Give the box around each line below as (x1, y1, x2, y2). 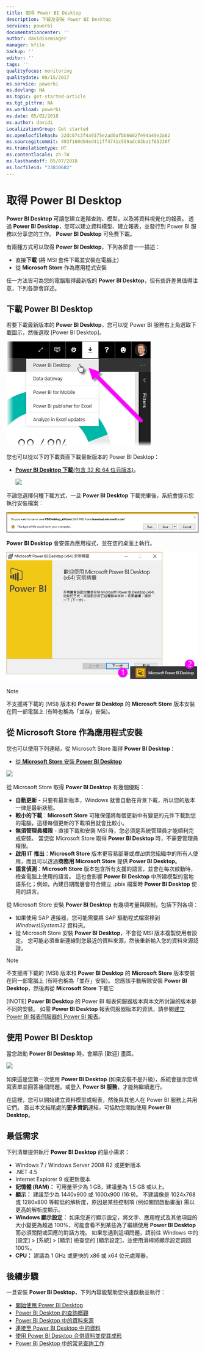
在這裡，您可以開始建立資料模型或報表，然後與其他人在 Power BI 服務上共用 (6, 1096, 198, 1103)
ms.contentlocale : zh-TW (6, 151, 70, 158)
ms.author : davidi (6, 119, 53, 125)
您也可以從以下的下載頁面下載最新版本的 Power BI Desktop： (6, 453, 160, 461)
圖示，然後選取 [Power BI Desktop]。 (11, 329, 105, 336)
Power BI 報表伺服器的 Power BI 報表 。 (6, 1013, 104, 1020)
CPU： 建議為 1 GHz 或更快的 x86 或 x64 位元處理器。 (15, 1252, 151, 1259)
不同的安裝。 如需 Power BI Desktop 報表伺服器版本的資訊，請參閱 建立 (6, 1005, 185, 1012)
